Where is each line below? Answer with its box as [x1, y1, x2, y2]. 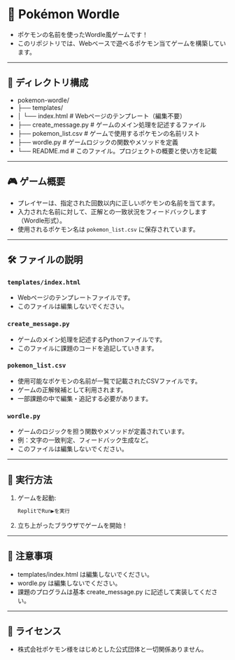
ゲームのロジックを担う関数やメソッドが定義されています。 [17, 427, 189, 436]
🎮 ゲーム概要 [7, 176, 66, 188]
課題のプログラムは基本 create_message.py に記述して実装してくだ [17, 587, 212, 596]
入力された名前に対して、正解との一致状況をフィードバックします [17, 207, 208, 216]
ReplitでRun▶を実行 [17, 507, 70, 514]
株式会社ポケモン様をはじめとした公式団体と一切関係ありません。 [17, 645, 208, 654]
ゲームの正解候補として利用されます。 [17, 385, 127, 394]
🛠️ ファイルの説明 [7, 253, 83, 265]
